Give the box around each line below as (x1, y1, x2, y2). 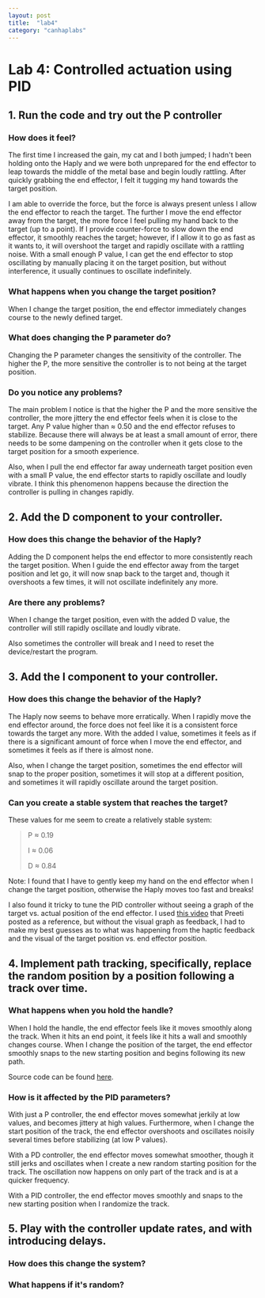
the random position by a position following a (8, 969, 235, 982)
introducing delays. (8, 1235, 107, 1248)
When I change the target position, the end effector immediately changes (8, 304, 247, 313)
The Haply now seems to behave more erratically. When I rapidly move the (8, 711, 252, 721)
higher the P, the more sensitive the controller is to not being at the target (8, 358, 247, 368)
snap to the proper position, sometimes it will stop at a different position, (8, 769, 244, 778)
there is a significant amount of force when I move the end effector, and (8, 736, 242, 746)
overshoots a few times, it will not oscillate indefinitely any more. (8, 577, 219, 586)
